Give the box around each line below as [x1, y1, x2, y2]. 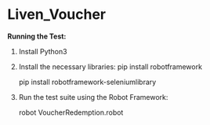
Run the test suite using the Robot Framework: [18, 92, 168, 101]
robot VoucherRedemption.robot [18, 108, 124, 117]
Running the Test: [7, 31, 67, 41]
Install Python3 [18, 46, 67, 56]
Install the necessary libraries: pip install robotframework [18, 61, 203, 72]
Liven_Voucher [7, 6, 107, 24]
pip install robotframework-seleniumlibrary [18, 77, 157, 86]
